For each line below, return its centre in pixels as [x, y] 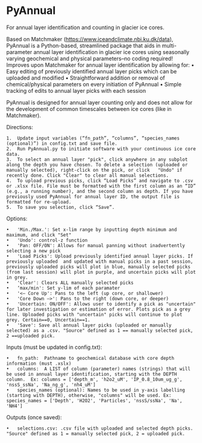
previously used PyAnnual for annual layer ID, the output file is [93, 197]
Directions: [20, 127]
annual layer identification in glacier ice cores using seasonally [111, 52]
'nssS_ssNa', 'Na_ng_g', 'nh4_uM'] [51, 385]
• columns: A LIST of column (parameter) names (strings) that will [98, 369]
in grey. [17, 277]
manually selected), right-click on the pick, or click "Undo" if [94, 170]
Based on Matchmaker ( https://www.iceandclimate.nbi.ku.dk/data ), [90, 39]
